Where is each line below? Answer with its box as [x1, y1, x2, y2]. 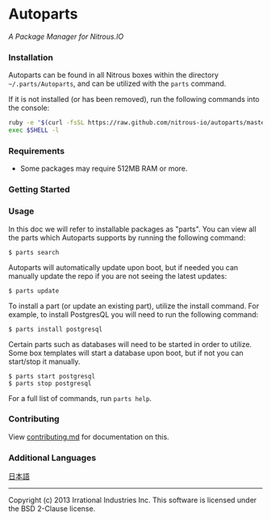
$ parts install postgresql [8, 325, 103, 333]
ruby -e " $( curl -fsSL [8, 119, 85, 127]
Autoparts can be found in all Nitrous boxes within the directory [8, 70, 219, 80]
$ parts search [8, 248, 60, 256]
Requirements [8, 145, 65, 156]
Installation [8, 52, 54, 63]
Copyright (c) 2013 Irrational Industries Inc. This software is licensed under [8, 495, 257, 505]
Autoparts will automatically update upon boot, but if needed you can [8, 262, 239, 272]
